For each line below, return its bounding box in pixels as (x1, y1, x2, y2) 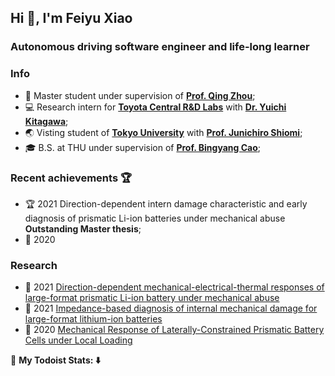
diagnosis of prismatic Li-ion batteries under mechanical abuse (24, 212, 286, 224)
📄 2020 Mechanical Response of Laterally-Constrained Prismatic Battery (24, 324, 325, 336)
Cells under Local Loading (24, 334, 133, 346)
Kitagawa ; (24, 115, 69, 127)
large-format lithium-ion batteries (24, 313, 163, 325)
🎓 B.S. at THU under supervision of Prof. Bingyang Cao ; (24, 141, 262, 153)
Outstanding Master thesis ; (24, 222, 142, 235)
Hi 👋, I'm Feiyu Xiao (10, 10, 133, 27)
